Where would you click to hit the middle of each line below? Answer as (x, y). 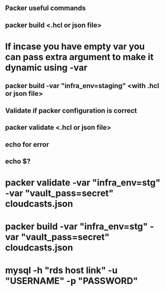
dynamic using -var (46, 67)
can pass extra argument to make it (80, 57)
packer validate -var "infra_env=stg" (83, 183)
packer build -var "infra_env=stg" (77, 227)
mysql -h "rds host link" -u (61, 270)
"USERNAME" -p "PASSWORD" (72, 281)
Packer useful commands (45, 8)
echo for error (27, 145)
